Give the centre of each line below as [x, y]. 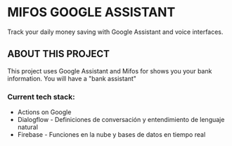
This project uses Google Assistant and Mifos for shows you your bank [110, 71]
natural [28, 127]
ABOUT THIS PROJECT [59, 54]
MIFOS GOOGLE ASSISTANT [91, 12]
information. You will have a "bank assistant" [72, 78]
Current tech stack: [41, 97]
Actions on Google [44, 112]
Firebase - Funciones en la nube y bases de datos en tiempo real [111, 135]
